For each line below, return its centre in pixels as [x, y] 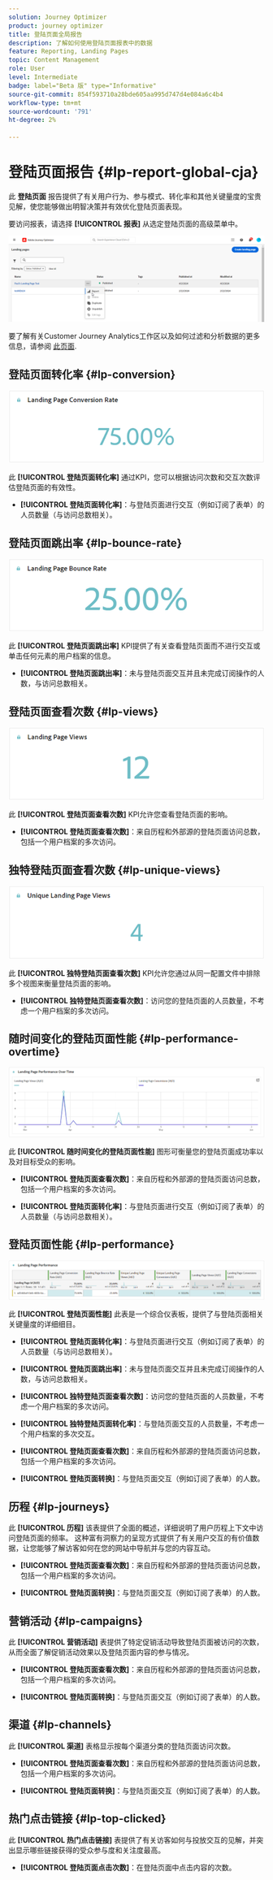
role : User [27, 69]
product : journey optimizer [56, 26]
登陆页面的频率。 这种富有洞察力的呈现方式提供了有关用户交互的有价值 [134, 1538]
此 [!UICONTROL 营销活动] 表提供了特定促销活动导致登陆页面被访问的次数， [136, 1642]
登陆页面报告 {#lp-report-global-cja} [134, 173]
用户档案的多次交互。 [63, 1434]
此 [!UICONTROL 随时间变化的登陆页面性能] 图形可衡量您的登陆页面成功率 [132, 1151]
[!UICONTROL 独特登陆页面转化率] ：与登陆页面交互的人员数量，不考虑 [139, 1424]
